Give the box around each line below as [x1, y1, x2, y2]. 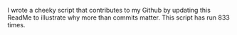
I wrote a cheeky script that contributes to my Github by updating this [7, 6, 211, 14]
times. [7, 21, 26, 29]
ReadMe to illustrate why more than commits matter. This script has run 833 [7, 13, 230, 22]
